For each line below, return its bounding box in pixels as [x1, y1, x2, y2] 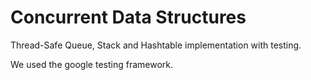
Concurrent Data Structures [10, 6, 247, 29]
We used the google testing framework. [10, 58, 173, 70]
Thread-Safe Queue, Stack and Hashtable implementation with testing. [10, 39, 302, 51]
